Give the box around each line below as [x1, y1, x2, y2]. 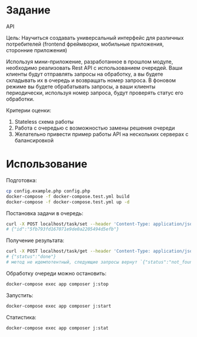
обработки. [6, 95, 35, 103]
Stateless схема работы [14, 118, 74, 125]
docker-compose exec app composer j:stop [6, 281, 109, 287]
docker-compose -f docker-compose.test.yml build [6, 193, 130, 199]
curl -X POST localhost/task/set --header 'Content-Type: [6, 221, 151, 227]
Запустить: [6, 291, 33, 299]
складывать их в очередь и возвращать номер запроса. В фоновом [6, 77, 176, 84]
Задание [6, 4, 51, 17]
